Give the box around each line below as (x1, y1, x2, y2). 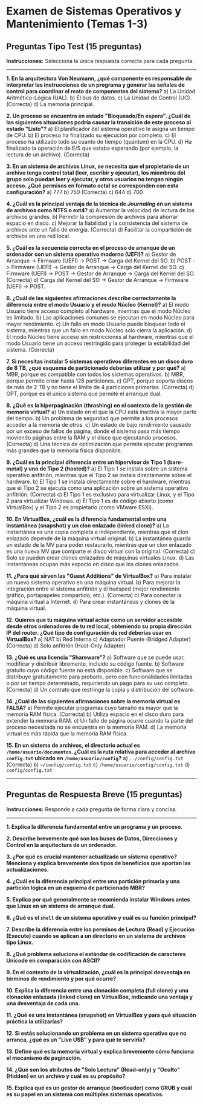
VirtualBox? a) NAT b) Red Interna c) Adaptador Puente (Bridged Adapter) (6, 635, 192, 643)
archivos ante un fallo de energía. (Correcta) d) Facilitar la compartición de (6, 226, 192, 233)
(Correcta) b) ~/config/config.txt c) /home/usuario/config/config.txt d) (6, 761, 190, 768)
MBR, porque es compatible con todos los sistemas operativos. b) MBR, (6, 371, 185, 378)
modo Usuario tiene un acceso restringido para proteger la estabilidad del (6, 340, 190, 347)
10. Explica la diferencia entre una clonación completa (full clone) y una (6, 986, 189, 994)
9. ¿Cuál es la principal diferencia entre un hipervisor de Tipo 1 (6, 459, 166, 466)
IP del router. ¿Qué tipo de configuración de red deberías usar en (6, 629, 172, 636)
